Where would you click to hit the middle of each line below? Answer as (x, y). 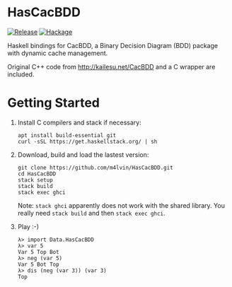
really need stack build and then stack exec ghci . (91, 213)
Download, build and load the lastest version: (83, 154)
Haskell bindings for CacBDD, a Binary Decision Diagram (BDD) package (112, 45)
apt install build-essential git (67, 135)
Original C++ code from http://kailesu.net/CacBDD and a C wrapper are (111, 66)
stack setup (35, 180)
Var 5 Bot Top (38, 264)
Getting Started (54, 103)
